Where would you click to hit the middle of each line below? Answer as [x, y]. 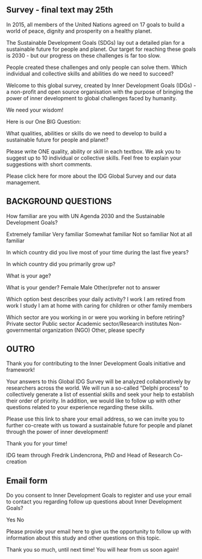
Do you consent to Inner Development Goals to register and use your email [99, 496]
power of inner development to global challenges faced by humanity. [92, 98]
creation [17, 462]
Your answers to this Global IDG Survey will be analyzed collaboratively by [99, 382]
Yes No [15, 520]
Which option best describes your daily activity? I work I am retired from [96, 299]
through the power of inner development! [57, 432]
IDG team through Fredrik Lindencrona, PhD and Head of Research [89, 455]
